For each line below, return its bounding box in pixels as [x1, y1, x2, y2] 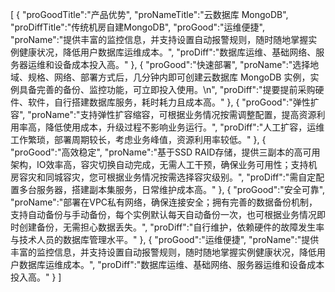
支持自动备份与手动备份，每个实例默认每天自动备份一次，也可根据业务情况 [10, 209, 317, 220]
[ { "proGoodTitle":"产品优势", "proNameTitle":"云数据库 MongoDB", [10, 9, 289, 20]
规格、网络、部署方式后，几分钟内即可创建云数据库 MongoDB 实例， [27, 71, 311, 83]
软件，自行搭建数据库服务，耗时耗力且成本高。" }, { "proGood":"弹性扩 [27, 96, 320, 108]
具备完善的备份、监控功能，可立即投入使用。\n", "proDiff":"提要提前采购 [18, 84, 316, 95]
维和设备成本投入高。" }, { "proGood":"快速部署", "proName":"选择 [36, 59, 311, 70]
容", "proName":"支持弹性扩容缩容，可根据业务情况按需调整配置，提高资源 [10, 109, 317, 120]
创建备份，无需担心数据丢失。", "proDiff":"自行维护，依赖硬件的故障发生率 [18, 221, 325, 233]
